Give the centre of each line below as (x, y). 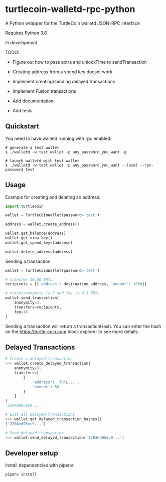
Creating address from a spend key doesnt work (62, 72)
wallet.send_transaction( (32, 298)
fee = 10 (21, 312)
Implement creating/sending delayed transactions (64, 81)
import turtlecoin (24, 206)
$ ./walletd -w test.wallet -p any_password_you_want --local (71, 165)
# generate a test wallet (32, 147)
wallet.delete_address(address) (39, 252)
